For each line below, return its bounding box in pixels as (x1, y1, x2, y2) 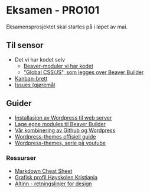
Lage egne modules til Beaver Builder (14, 120, 106, 127)
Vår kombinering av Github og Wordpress (14, 127, 116, 134)
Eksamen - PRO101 (6, 4, 100, 17)
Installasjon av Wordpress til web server (14, 114, 112, 121)
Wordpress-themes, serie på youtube (14, 139, 106, 146)
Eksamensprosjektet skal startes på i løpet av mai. (6, 23, 128, 30)
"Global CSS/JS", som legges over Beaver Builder (23, 69, 144, 76)
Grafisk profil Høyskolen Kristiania (14, 173, 98, 181)
